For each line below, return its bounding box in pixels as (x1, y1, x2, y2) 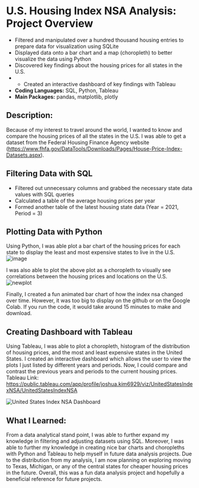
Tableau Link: (6, 374, 39, 381)
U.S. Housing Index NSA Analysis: (6, 4, 176, 18)
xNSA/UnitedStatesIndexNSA (6, 387, 78, 394)
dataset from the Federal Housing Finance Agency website (6, 138, 150, 146)
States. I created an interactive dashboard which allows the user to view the (6, 355, 191, 363)
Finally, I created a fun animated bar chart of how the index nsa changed (6, 291, 184, 298)
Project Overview (6, 17, 94, 30)
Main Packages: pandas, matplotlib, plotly (14, 93, 118, 100)
